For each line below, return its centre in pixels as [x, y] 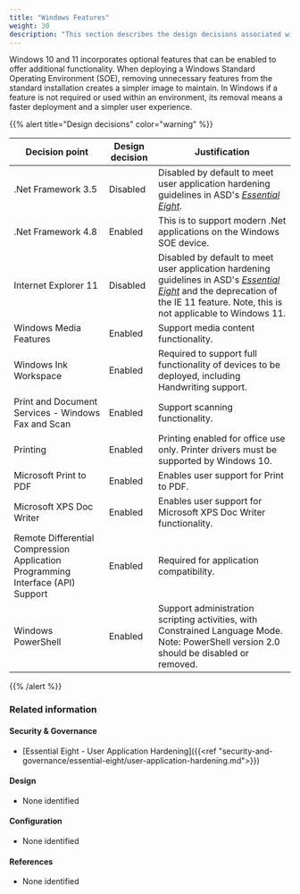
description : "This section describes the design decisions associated [145, 34]
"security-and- [246, 751]
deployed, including [199, 376]
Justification [222, 152]
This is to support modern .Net [222, 221]
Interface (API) [45, 583]
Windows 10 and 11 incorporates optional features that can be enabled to [143, 60]
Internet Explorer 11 [56, 285]
